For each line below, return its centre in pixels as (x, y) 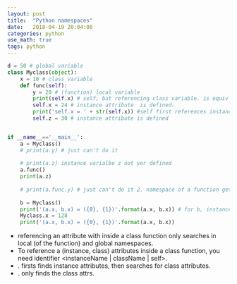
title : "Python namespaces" (50, 20)
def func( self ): (44, 85)
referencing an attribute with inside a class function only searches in (117, 236)
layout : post (26, 14)
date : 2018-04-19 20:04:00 (50, 27)
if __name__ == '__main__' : (45, 137)
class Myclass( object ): (42, 72)
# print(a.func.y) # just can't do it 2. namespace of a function (120, 190)
